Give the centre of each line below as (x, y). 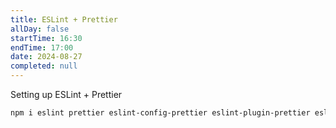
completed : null (44, 66)
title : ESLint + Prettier (64, 19)
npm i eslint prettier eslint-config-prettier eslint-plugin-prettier (160, 113)
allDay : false (40, 29)
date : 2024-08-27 (46, 57)
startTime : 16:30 (46, 38)
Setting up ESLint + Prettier (66, 94)
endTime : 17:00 (42, 47)
